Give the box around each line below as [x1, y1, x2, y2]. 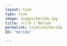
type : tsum [5, 12, 27, 16]
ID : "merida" [5, 30, 32, 34]
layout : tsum [5, 7, 32, 12]
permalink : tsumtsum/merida [5, 25, 63, 30]
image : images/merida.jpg [5, 16, 58, 21]
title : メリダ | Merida [5, 20, 51, 26]
